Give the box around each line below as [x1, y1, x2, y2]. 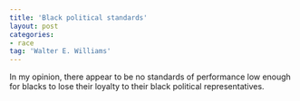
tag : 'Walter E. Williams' [9, 47, 111, 56]
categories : [9, 30, 54, 39]
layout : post [9, 22, 59, 31]
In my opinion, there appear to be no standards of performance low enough [9, 71, 292, 82]
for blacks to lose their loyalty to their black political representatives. [9, 81, 265, 92]
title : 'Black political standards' [9, 13, 148, 23]
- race [9, 38, 34, 48]
